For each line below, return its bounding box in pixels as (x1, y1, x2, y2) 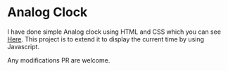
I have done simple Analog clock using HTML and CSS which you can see (7, 27, 222, 36)
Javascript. (7, 42, 40, 51)
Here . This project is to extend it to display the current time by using (7, 34, 205, 43)
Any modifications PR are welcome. (7, 56, 110, 64)
